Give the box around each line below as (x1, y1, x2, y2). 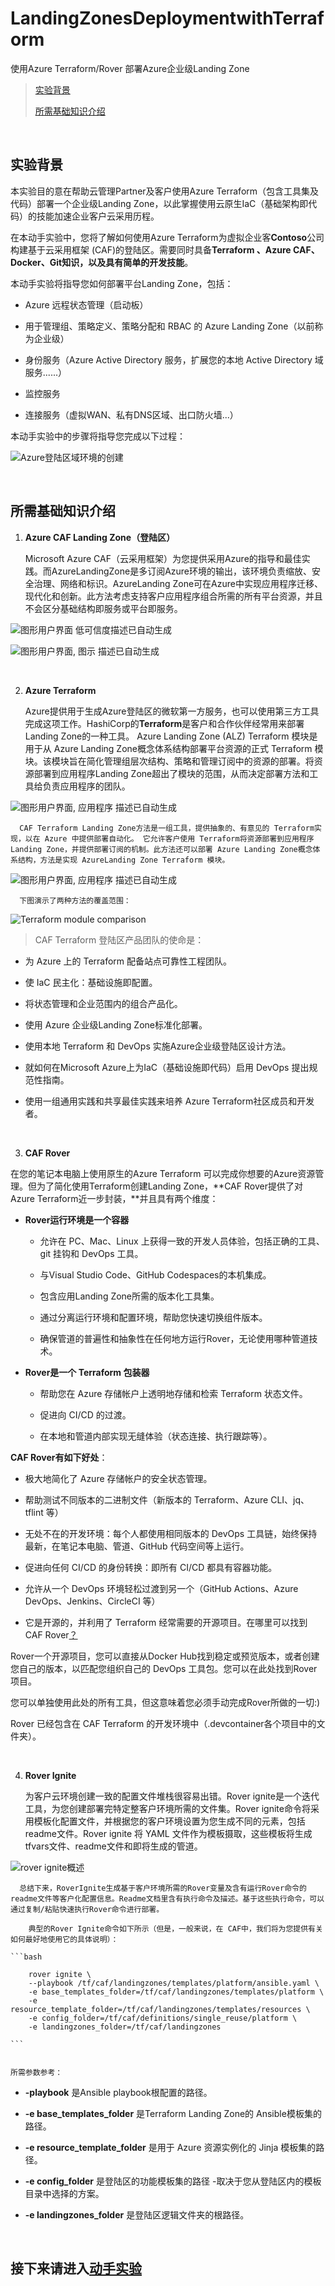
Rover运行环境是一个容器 (24, 1213, 130, 1226)
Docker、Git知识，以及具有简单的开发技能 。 (10, 256, 194, 268)
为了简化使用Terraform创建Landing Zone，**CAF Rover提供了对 (36, 1180, 303, 1192)
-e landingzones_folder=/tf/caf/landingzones (28, 2022, 222, 2032)
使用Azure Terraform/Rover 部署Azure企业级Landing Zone (10, 62, 250, 74)
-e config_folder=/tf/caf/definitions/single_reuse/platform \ (28, 2013, 298, 2023)
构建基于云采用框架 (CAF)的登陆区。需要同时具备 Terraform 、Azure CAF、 (10, 243, 320, 256)
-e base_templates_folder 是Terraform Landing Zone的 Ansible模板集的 (24, 2107, 322, 2119)
